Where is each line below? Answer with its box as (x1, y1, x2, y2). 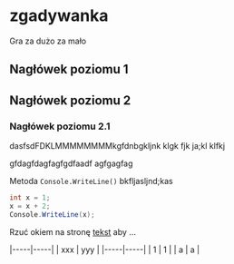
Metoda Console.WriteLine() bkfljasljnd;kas (9, 176, 174, 187)
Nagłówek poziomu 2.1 (9, 120, 111, 132)
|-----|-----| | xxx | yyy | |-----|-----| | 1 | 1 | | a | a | (9, 244, 200, 255)
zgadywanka (9, 5, 109, 26)
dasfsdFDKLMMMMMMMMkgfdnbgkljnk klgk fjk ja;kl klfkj (9, 141, 225, 152)
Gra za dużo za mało (9, 35, 87, 46)
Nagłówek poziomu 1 (9, 62, 129, 77)
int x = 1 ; (9, 193, 51, 202)
